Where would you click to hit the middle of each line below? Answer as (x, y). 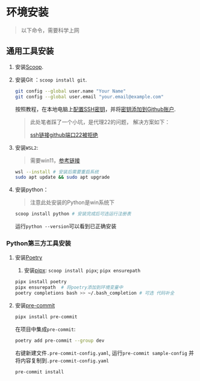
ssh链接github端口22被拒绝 (64, 135)
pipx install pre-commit (46, 317)
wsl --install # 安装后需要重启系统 (57, 172)
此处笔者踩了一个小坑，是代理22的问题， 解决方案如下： (100, 122)
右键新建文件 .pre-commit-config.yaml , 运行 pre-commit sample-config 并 (105, 353)
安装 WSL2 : (27, 147)
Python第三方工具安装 (39, 243)
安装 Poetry (29, 258)
